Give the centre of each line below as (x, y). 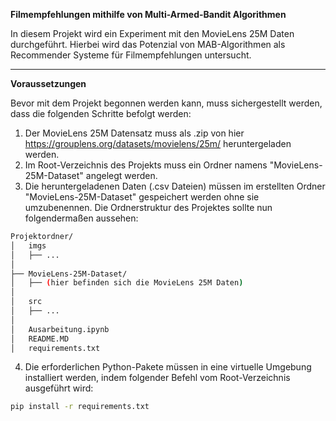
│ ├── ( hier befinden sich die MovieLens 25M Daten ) (127, 283)
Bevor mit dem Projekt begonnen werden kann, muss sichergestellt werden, (166, 103)
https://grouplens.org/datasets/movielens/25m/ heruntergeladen (158, 143)
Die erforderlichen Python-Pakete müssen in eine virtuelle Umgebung (168, 367)
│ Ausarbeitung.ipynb (60, 329)
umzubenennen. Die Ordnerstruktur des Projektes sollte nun (148, 207)
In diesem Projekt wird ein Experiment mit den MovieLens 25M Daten (152, 33)
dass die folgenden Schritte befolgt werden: (101, 113)
